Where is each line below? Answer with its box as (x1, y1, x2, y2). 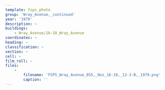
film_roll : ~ (5, 58, 33, 63)
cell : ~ (5, 53, 22, 59)
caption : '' (23, 77, 49, 82)
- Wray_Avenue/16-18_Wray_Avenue (14, 30, 85, 35)
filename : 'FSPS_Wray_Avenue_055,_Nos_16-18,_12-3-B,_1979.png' (23, 72, 161, 77)
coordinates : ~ (5, 35, 37, 40)
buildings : (5, 26, 28, 31)
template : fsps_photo (5, 7, 51, 12)
